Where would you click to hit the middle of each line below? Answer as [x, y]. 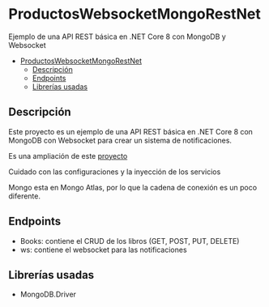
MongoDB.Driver [48, 294]
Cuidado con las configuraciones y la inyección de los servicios [115, 172]
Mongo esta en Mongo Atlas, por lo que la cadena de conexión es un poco [133, 187]
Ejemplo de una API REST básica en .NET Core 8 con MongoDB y [117, 36]
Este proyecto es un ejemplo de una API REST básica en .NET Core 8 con [131, 131]
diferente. [25, 196]
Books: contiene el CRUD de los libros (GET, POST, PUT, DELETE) [130, 241]
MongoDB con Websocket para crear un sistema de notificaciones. [120, 140]
